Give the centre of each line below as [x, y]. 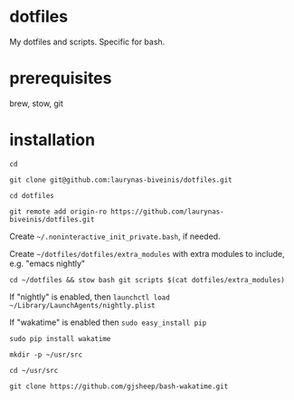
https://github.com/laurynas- [167, 211]
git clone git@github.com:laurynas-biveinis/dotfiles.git [121, 180]
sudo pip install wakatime [60, 338]
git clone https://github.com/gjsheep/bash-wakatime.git [119, 386]
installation [52, 140]
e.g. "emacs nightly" [47, 263]
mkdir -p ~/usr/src [46, 355]
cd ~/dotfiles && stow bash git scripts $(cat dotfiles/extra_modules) [147, 280]
